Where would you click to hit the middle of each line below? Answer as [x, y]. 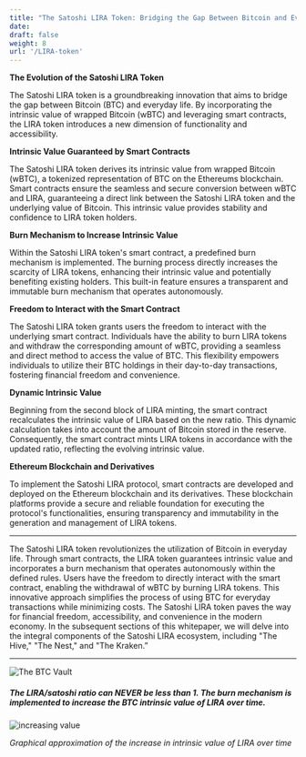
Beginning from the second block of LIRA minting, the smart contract [138, 410]
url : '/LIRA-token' [46, 52]
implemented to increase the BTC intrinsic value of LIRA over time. [138, 702]
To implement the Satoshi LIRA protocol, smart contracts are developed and [152, 484]
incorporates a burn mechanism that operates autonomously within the [143, 569]
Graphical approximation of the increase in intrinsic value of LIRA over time [151, 743]
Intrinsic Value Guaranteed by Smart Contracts [100, 152]
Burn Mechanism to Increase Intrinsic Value [94, 235]
